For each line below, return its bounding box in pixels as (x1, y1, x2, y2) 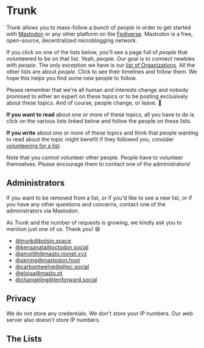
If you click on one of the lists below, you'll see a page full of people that (6, 48, 188, 55)
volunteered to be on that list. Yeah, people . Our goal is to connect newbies (6, 55, 195, 62)
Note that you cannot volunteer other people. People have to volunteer (6, 153, 183, 161)
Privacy (6, 293, 37, 304)
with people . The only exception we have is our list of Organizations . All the (6, 61, 195, 69)
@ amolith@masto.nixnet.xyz (15, 250, 87, 257)
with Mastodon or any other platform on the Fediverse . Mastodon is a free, (6, 30, 193, 37)
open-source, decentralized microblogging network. (6, 37, 138, 44)
